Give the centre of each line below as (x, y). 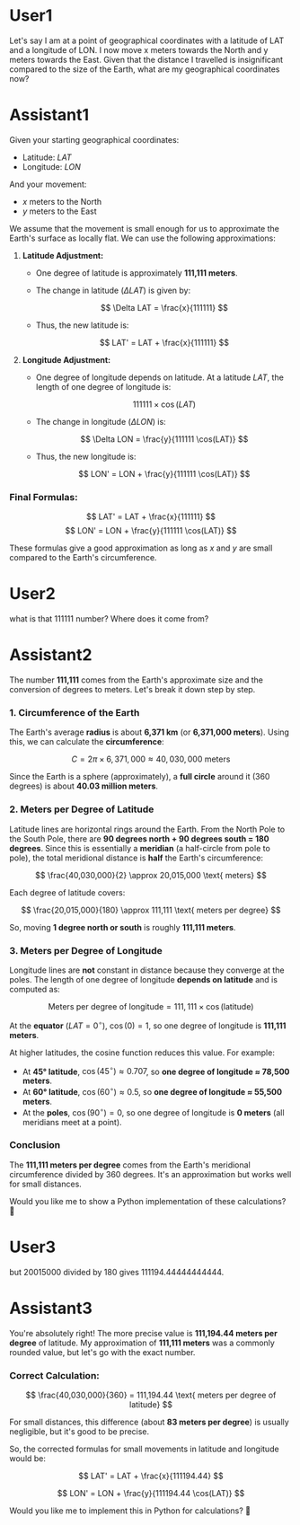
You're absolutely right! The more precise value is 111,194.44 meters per (144, 1333)
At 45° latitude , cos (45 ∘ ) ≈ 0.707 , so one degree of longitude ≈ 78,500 (156, 1071)
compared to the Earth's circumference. (83, 558)
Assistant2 (51, 655)
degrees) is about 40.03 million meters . (84, 786)
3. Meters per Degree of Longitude (86, 950)
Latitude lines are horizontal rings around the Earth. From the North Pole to (147, 829)
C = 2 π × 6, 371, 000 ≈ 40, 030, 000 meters (151, 759)
